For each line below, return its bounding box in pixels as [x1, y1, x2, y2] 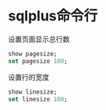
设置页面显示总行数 [8, 34, 70, 44]
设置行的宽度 [8, 72, 49, 82]
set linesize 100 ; [8, 95, 68, 103]
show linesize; [8, 87, 58, 96]
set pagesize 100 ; [8, 57, 68, 65]
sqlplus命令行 [8, 7, 98, 25]
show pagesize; [8, 50, 58, 58]
